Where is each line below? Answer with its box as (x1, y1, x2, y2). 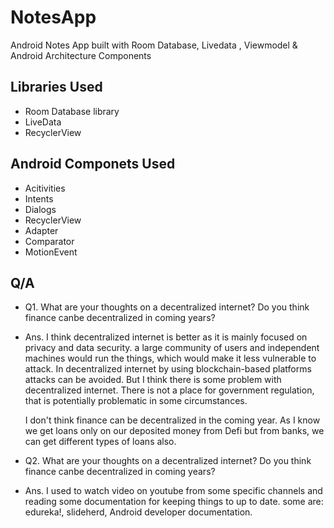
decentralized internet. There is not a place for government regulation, (24, 384, 315, 396)
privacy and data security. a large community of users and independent (24, 342, 320, 354)
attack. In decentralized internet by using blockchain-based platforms (24, 363, 312, 375)
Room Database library (24, 105, 120, 117)
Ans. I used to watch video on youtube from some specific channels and (24, 485, 323, 497)
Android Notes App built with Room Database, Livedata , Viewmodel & (10, 39, 298, 51)
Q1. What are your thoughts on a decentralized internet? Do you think (24, 301, 310, 313)
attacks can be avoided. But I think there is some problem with (24, 374, 282, 386)
